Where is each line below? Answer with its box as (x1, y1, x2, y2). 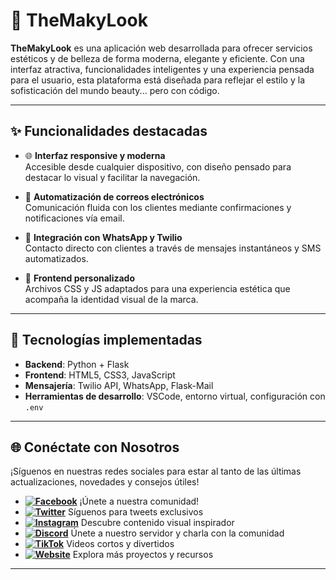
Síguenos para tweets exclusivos (67, 506, 204, 518)
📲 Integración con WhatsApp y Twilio (24, 231, 183, 243)
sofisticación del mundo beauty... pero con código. (10, 84, 220, 96)
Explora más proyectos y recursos (72, 549, 214, 561)
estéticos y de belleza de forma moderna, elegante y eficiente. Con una (10, 52, 305, 64)
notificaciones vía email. (24, 212, 125, 224)
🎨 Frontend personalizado (24, 272, 135, 284)
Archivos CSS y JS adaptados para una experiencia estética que (24, 282, 291, 294)
